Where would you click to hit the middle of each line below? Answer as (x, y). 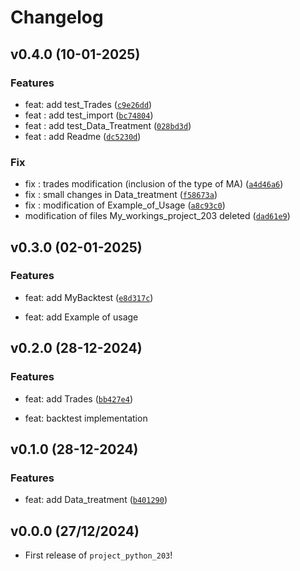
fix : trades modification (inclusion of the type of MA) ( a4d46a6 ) (154, 184)
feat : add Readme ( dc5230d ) (83, 136)
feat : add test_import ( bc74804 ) (89, 115)
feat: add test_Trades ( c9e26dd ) (88, 104)
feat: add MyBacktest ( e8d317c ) (89, 297)
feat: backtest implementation (86, 418)
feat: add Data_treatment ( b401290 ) (96, 500)
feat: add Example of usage (81, 317)
